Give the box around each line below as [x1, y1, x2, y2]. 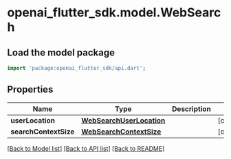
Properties [7, 84, 54, 95]
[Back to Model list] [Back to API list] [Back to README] [7, 144, 165, 152]
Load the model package [7, 47, 115, 58]
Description [171, 104, 211, 114]
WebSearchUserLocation [81, 115, 166, 125]
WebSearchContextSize [81, 127, 162, 136]
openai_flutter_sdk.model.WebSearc [7, 5, 221, 21]
